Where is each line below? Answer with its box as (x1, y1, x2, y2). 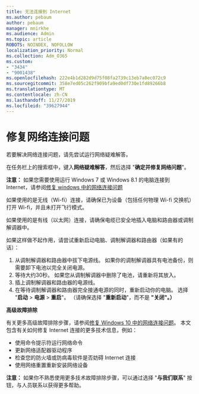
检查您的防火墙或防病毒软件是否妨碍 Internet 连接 (14, 354, 136, 361)
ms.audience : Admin (6, 31, 55, 37)
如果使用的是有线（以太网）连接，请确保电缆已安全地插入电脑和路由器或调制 (6, 217, 194, 224)
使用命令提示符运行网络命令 (14, 339, 83, 346)
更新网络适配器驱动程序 (14, 346, 72, 354)
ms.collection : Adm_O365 (6, 53, 68, 59)
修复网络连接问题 (6, 130, 90, 143)
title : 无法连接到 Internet (6, 8, 71, 15)
